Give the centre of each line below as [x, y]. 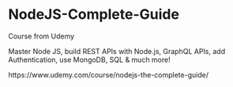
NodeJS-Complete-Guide [94, 14]
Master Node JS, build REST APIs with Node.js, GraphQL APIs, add [117, 51]
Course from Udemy [41, 36]
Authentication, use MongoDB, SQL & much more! [90, 60]
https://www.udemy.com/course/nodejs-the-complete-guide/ [109, 74]
